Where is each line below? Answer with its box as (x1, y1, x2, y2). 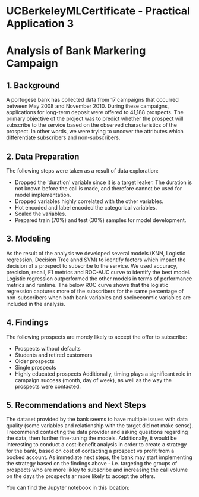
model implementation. (14, 192, 71, 198)
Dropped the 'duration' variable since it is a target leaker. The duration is (14, 179, 192, 186)
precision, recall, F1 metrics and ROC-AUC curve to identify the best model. (6, 268, 191, 276)
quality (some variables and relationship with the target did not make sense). (6, 422, 194, 429)
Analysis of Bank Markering (6, 44, 146, 58)
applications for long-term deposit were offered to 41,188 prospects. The (6, 109, 184, 116)
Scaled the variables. (14, 210, 67, 217)
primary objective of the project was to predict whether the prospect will (6, 115, 184, 123)
